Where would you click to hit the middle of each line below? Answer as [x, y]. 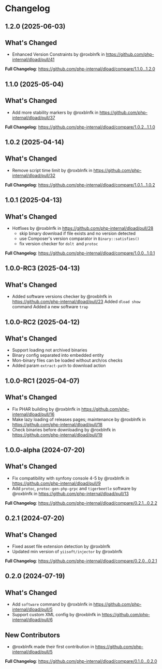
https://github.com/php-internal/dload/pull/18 [57, 424]
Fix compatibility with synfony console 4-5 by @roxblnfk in [71, 478]
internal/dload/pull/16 [33, 414]
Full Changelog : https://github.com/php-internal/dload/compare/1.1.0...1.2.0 [80, 69]
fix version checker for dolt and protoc [59, 244]
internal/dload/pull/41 [33, 60]
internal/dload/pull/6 [32, 620]
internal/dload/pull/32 [34, 175]
